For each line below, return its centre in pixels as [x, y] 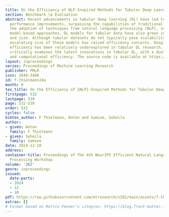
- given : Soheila [23, 136]
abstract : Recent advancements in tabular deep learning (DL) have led [82, 19]
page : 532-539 [20, 104]
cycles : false [20, 113]
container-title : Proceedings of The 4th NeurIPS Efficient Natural [78, 155]
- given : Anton [21, 127]
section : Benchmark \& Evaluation [41, 15]
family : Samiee [26, 141]
